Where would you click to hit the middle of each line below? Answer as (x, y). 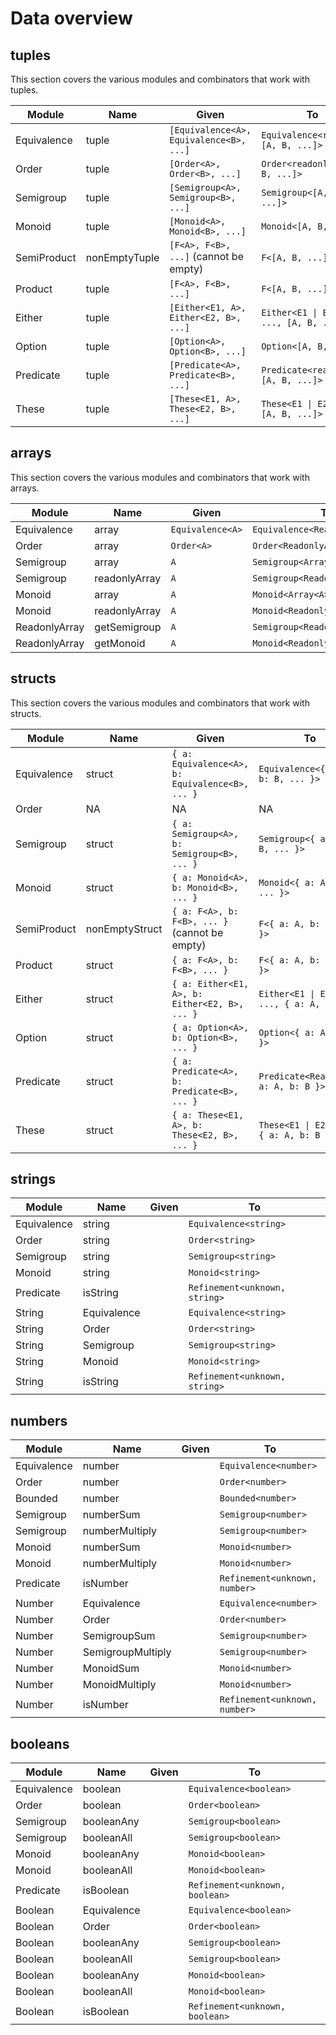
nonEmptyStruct (124, 929)
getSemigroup (128, 627)
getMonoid (120, 643)
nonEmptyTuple (122, 257)
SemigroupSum (119, 1636)
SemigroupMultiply (127, 1652)
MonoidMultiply (119, 1685)
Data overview (71, 18)
